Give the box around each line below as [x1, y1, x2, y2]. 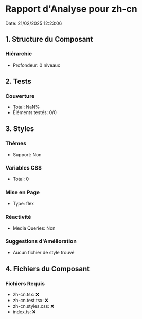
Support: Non [12, 152, 42, 157]
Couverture [5, 92, 35, 99]
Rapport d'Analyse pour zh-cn [5, 3, 137, 15]
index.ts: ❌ [12, 309, 36, 315]
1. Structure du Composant [5, 35, 93, 44]
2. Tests [5, 77, 32, 86]
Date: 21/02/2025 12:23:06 [5, 20, 62, 26]
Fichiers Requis [5, 279, 45, 287]
